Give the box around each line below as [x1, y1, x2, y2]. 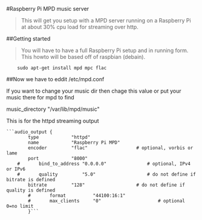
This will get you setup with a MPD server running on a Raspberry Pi [21, 17, 192, 24]
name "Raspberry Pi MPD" [28, 139, 120, 145]
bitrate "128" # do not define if [28, 182, 186, 188]
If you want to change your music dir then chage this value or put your [6, 87, 181, 95]
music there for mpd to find [6, 94, 74, 101]
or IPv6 [6, 166, 26, 172]
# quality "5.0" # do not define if [17, 172, 197, 178]
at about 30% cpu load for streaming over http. [21, 24, 139, 30]
